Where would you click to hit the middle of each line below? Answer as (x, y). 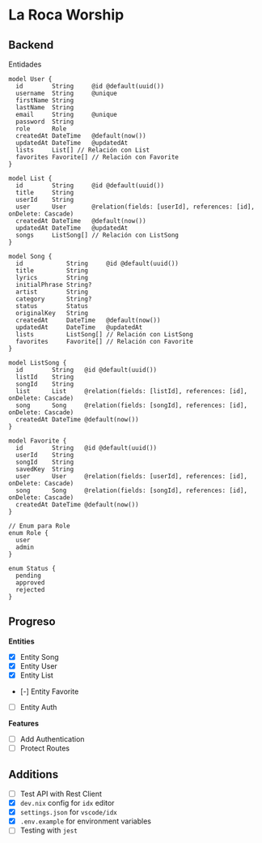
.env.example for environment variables (86, 821)
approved (30, 583)
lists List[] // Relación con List (83, 150)
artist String (52, 292)
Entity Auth (38, 707)
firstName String (45, 101)
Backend (31, 45)
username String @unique (66, 93)
